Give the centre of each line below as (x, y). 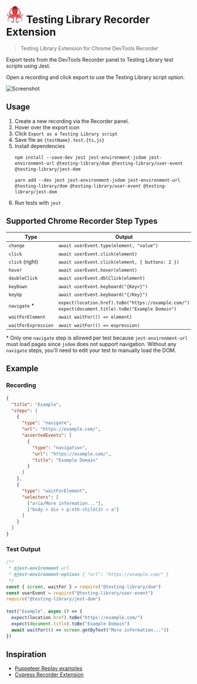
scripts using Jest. (28, 66)
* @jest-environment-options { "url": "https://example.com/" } (89, 574)
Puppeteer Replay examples (48, 668)
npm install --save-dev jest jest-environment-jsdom (80, 158)
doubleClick (23, 278)
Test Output (23, 549)
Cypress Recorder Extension (49, 675)
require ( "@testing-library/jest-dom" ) (53, 599)
